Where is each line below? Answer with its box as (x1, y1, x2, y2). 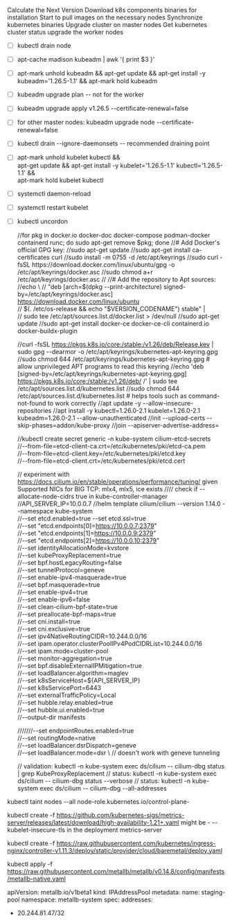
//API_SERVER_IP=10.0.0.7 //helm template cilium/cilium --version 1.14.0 (17, 499, 221, 508)
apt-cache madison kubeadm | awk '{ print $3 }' (17, 55, 155, 64)
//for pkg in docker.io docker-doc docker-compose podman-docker (17, 231, 211, 239)
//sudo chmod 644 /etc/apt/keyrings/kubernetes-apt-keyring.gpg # (17, 355, 211, 363)
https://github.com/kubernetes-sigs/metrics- (56, 811, 185, 819)
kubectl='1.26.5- (176, 161, 223, 169)
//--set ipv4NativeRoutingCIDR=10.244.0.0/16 (17, 632, 148, 640)
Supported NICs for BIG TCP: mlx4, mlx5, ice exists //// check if (17, 484, 198, 493)
